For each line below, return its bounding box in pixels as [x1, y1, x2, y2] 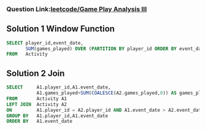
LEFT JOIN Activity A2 [6, 101, 67, 107]
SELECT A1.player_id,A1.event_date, [6, 84, 112, 90]
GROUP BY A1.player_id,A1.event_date [6, 112, 109, 119]
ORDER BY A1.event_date [6, 118, 72, 125]
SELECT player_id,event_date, [6, 40, 84, 46]
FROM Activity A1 [6, 95, 67, 102]
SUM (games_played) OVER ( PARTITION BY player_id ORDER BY [25, 45, 177, 52]
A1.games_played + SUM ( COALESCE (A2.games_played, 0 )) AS [36, 90, 177, 96]
